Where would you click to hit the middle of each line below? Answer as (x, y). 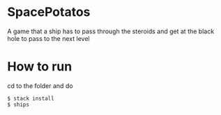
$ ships (18, 105)
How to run (40, 67)
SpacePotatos (49, 12)
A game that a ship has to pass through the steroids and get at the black (111, 31)
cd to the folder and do (40, 86)
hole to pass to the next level (48, 38)
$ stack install (31, 98)
